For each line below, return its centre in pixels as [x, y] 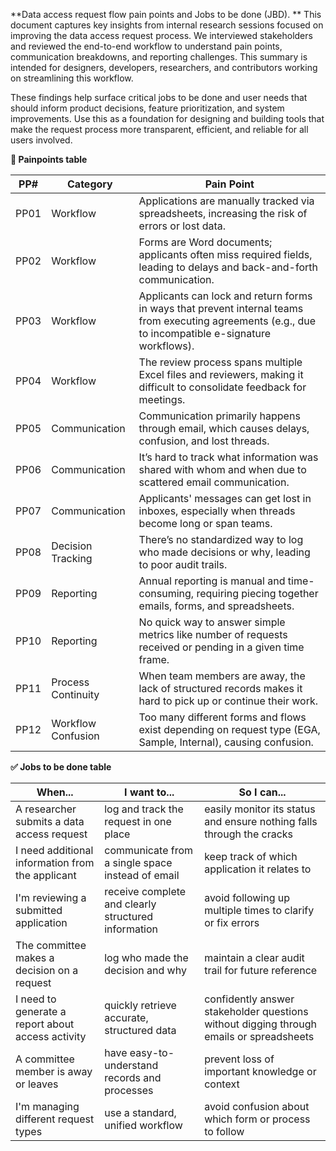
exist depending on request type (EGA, [229, 729]
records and [133, 1077]
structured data [140, 1030]
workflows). [166, 346]
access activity [51, 1036]
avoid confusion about [257, 1106]
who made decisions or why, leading [224, 552]
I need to [36, 999]
